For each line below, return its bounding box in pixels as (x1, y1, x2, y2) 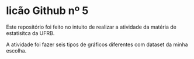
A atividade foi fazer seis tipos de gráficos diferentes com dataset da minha (6, 41, 188, 48)
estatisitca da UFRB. (6, 29, 55, 36)
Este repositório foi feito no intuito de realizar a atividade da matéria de (6, 23, 177, 30)
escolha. (6, 47, 27, 54)
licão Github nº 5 (6, 4, 89, 18)
